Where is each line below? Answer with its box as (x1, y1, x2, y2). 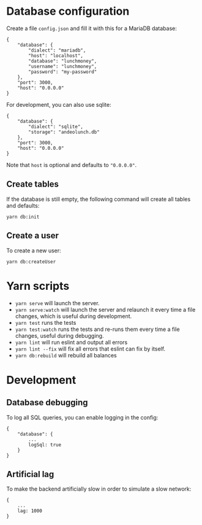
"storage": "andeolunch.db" (28, 129, 100, 135)
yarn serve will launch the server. (15, 299, 100, 306)
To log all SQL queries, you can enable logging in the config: (6, 413, 159, 421)
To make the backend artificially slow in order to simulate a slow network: (6, 485, 192, 492)
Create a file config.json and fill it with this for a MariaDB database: (6, 25, 178, 32)
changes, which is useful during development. (15, 312, 132, 320)
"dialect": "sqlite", (28, 123, 84, 130)
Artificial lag (6, 469, 54, 480)
